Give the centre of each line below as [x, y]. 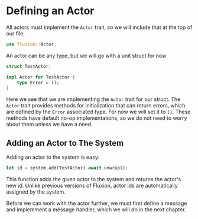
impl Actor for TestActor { [41, 77]
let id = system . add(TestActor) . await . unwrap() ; [67, 168]
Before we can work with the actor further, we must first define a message [97, 203]
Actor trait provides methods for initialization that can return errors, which [96, 106]
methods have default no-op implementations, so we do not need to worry [97, 118]
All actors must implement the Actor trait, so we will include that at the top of [99, 27]
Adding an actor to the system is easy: [53, 157]
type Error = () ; [38, 83]
